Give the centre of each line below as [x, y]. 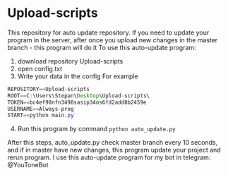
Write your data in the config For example [78, 76]
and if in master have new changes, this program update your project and [114, 150]
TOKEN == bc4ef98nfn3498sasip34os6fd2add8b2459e [77, 102]
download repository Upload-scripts [70, 61]
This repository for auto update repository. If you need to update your [108, 32]
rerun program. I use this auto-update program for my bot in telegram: [109, 157]
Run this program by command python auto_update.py [96, 129]
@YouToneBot [28, 165]
